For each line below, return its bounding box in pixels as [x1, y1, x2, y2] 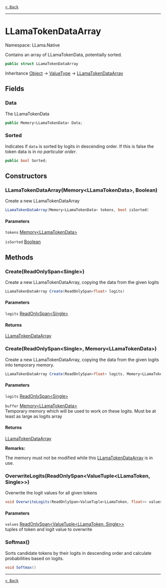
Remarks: [5, 445, 26, 451]
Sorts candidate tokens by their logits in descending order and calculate [5, 550, 152, 556]
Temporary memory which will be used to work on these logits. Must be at [5, 408, 157, 414]
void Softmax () [5, 565, 37, 570]
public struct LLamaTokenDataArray [5, 61, 79, 66]
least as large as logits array [5, 413, 63, 419]
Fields [5, 85, 25, 93]
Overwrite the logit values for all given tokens [5, 490, 97, 496]
